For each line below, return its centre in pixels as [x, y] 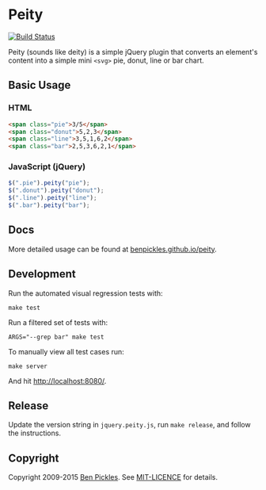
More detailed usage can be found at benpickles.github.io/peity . [113, 249]
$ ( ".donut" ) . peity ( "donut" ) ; [56, 191]
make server [28, 366]
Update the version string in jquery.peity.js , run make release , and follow [129, 425]
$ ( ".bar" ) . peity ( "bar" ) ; [49, 205]
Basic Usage [40, 85]
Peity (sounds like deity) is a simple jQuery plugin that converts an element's [133, 52]
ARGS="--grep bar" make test [56, 337]
